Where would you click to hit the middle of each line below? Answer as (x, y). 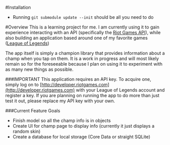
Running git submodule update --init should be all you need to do (83, 17)
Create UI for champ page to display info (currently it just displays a (83, 126)
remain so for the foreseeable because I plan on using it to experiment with (84, 64)
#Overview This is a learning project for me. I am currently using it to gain (82, 27)
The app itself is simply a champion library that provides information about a (85, 53)
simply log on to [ (23, 84)
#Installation (18, 7)
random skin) (26, 131)
